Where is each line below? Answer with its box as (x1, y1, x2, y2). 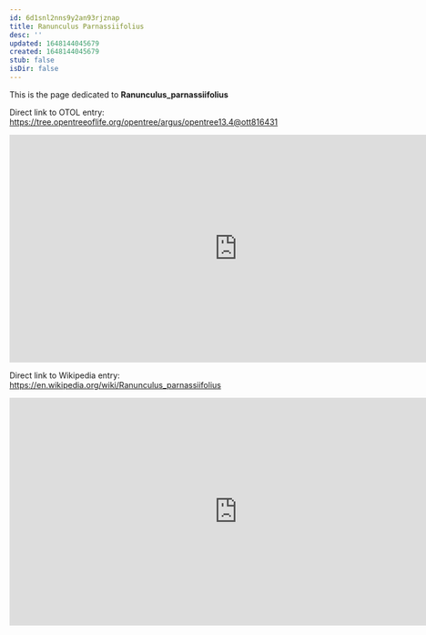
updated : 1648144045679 (9, 38, 100, 48)
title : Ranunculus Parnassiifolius (9, 22, 145, 31)
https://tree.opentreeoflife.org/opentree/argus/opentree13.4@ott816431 (9, 116, 279, 128)
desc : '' (9, 30, 43, 39)
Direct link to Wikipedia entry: (9, 370, 120, 381)
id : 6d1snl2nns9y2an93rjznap (9, 13, 120, 23)
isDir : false (9, 65, 59, 74)
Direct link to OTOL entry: (9, 107, 105, 118)
